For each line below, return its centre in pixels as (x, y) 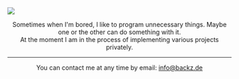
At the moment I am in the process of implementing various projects (119, 39)
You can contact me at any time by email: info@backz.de (119, 68)
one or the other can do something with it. (119, 32)
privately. (119, 47)
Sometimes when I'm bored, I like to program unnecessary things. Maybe (119, 25)
